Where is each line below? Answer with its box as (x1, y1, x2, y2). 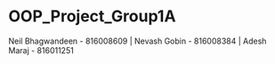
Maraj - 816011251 (8, 44, 75, 55)
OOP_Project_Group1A (8, 6, 176, 27)
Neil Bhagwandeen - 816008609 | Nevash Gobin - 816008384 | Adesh (8, 36, 267, 46)
